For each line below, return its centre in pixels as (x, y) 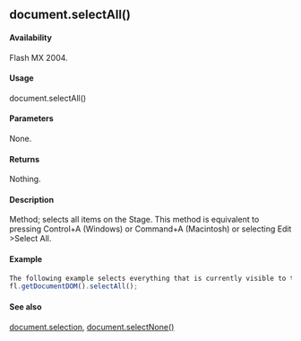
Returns (25, 159)
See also (26, 306)
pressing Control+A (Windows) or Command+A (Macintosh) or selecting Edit (150, 229)
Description (32, 199)
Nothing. (26, 179)
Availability (30, 37)
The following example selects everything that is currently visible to (148, 278)
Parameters (31, 118)
